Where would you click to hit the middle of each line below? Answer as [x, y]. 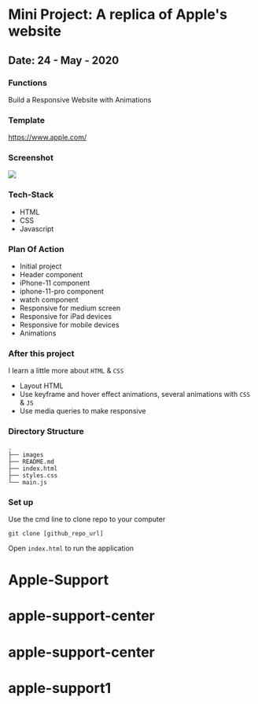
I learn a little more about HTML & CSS [66, 371]
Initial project [41, 266]
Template [27, 120]
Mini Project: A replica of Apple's [118, 15]
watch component [49, 300]
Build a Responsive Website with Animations [80, 99]
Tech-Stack [31, 195]
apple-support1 [60, 688]
